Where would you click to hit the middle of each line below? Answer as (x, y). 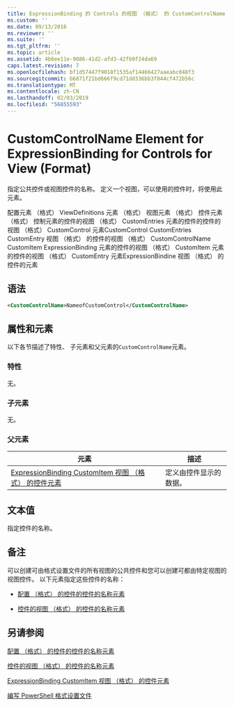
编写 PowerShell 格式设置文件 (49, 696)
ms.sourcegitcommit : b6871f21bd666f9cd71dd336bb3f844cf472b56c (101, 78)
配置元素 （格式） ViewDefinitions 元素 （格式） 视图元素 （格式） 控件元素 (115, 212)
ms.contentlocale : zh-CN (43, 91)
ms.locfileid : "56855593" (45, 105)
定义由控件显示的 (193, 473)
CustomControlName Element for (106, 139)
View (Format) (49, 169)
